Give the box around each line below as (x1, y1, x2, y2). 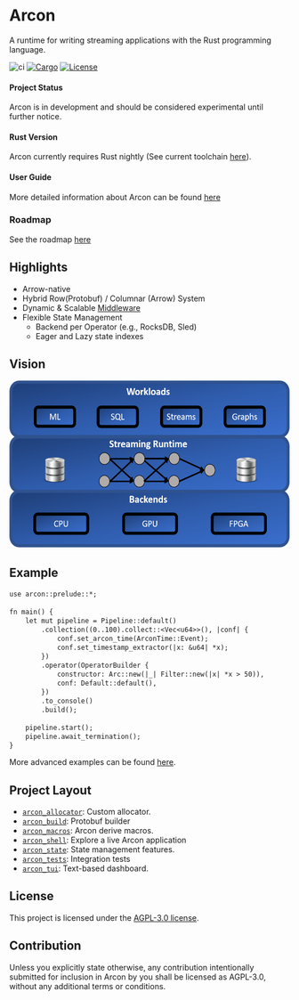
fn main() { (9, 607, 53, 617)
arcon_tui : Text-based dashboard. (21, 863, 149, 874)
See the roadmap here (9, 233, 92, 245)
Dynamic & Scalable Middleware (21, 302, 141, 313)
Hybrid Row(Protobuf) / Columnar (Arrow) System (21, 293, 206, 304)
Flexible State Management (21, 312, 123, 322)
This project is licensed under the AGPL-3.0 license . (9, 912, 199, 923)
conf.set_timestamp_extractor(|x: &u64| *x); (56, 643, 229, 653)
